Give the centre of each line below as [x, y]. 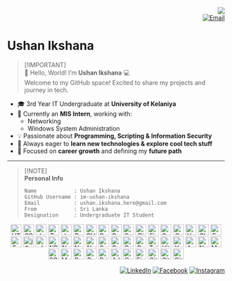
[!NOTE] [36, 171]
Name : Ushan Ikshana [72, 191]
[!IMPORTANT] [45, 64]
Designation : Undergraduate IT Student [89, 215]
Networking [44, 121]
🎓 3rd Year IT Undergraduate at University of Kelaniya [97, 104]
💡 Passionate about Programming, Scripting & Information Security [115, 136]
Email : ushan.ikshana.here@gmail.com [95, 203]
